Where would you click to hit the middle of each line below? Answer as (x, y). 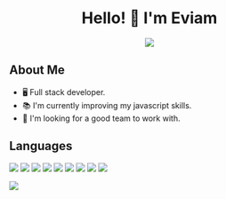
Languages (41, 146)
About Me (37, 70)
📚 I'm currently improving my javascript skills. (107, 105)
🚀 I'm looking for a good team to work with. (101, 118)
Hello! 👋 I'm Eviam (149, 18)
